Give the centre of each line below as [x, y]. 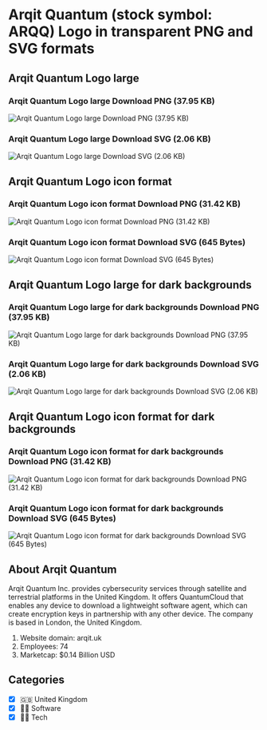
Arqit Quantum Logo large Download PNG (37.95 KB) [112, 101]
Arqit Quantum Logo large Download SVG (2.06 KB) [110, 139]
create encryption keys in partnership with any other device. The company [131, 613]
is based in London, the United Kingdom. [75, 622]
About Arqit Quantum [63, 569]
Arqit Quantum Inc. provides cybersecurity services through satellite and [128, 588]
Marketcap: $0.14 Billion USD [67, 655]
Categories [37, 680]
